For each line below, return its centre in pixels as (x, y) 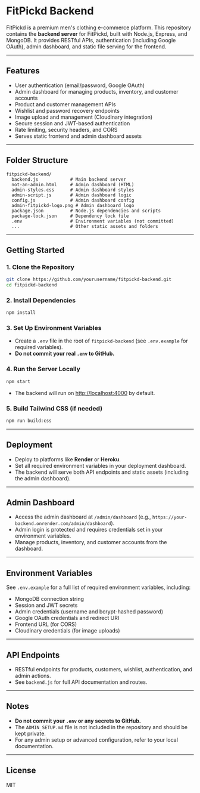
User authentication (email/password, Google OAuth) (79, 85)
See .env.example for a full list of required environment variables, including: (99, 587)
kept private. (30, 733)
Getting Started (35, 250)
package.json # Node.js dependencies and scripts (86, 211)
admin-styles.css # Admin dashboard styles (73, 190)
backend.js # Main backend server (69, 179)
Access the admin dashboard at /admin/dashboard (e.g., (83, 517)
